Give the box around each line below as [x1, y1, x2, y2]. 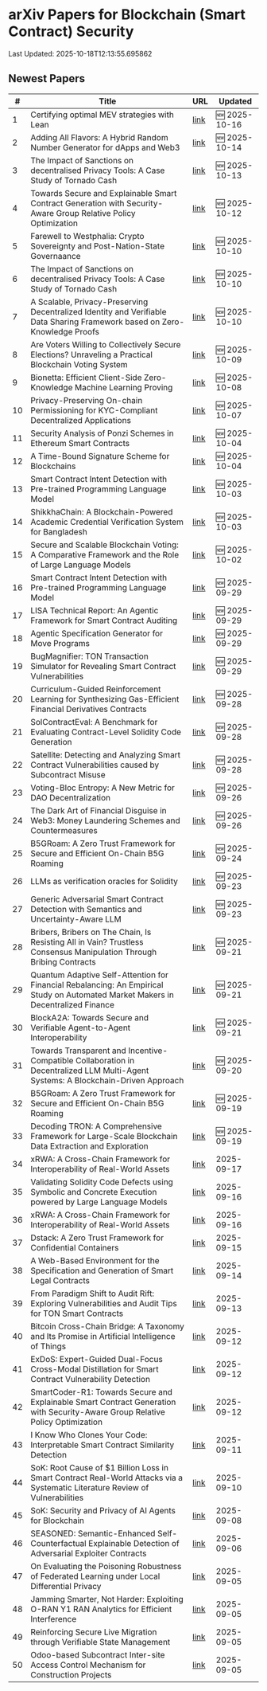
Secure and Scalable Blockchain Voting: [30, 539, 179, 550]
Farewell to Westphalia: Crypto [30, 230, 145, 241]
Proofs [74, 326, 99, 337]
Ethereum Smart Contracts [30, 437, 130, 448]
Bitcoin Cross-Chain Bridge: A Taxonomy [30, 1321, 184, 1332]
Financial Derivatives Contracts [30, 703, 147, 714]
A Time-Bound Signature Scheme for [30, 450, 170, 461]
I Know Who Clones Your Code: [30, 1429, 148, 1440]
